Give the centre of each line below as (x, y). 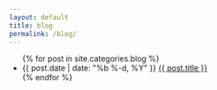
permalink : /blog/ (43, 34)
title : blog (31, 26)
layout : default (39, 17)
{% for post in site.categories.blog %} (91, 59)
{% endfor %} (47, 78)
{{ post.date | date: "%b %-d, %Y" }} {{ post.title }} (115, 68)
